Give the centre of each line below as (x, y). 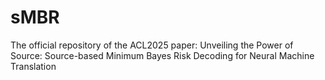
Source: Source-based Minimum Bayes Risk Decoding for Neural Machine (162, 55)
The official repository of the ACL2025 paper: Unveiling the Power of (152, 45)
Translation (33, 66)
